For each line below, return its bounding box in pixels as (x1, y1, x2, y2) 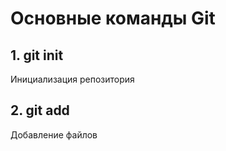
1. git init (10, 47, 64, 64)
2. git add (10, 102, 70, 119)
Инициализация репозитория (10, 73, 135, 85)
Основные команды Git (10, 7, 216, 30)
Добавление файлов (10, 128, 98, 141)
